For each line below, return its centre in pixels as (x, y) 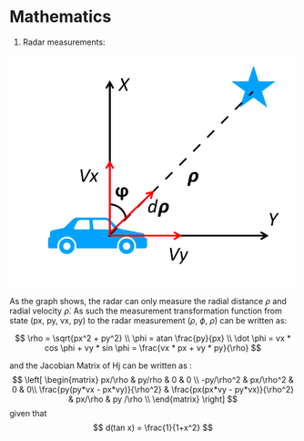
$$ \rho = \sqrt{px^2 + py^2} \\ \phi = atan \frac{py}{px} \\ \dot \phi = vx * (153, 338)
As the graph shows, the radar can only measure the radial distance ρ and (148, 302)
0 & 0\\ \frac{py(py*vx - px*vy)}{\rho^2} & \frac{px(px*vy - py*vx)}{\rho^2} (153, 390)
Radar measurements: (64, 42)
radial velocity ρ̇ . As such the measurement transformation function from (146, 311)
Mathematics (61, 17)
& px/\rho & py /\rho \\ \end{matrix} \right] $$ (153, 399)
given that (28, 414)
